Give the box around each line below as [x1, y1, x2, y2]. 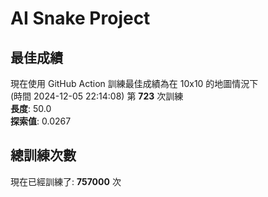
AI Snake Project [10, 7, 151, 30]
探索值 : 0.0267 [10, 115, 72, 127]
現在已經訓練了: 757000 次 [10, 175, 122, 187]
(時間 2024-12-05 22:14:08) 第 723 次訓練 [10, 90, 184, 102]
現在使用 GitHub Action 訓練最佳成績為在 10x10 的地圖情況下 [10, 78, 259, 89]
